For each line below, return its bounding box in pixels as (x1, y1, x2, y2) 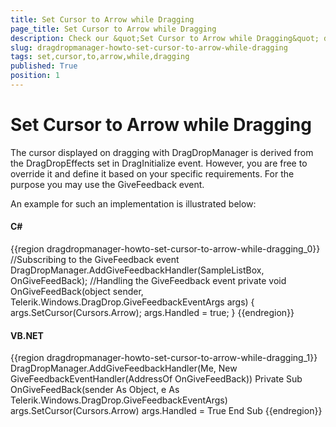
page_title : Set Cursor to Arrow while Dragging (10, 24, 217, 34)
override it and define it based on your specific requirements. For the (10, 167, 295, 180)
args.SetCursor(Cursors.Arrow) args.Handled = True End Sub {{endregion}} (10, 405, 323, 417)
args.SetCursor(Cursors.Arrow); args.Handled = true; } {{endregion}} (10, 307, 295, 319)
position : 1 (10, 71, 60, 81)
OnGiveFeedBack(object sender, (10, 286, 144, 298)
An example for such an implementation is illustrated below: (10, 197, 257, 210)
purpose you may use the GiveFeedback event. (10, 178, 205, 190)
